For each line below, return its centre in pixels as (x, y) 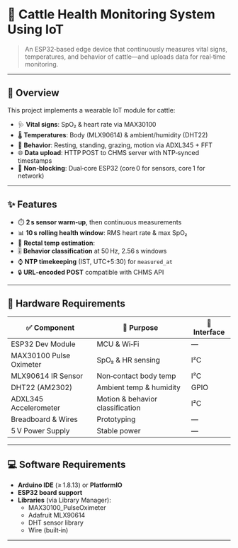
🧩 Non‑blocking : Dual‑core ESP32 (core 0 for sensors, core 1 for (111, 168)
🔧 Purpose (141, 328)
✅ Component (50, 328)
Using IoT (36, 29)
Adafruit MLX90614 (57, 515)
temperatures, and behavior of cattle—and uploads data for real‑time (125, 57)
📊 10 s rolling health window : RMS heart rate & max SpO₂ (102, 232)
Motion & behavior (127, 399)
